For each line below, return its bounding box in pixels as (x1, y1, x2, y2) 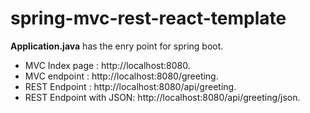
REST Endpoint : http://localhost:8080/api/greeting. (24, 80, 237, 92)
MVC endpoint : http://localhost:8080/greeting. (24, 70, 219, 82)
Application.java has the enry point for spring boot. (10, 40, 224, 52)
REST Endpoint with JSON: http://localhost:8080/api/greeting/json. (24, 91, 301, 103)
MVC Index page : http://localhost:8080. (24, 59, 191, 71)
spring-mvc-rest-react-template (10, 7, 287, 30)
